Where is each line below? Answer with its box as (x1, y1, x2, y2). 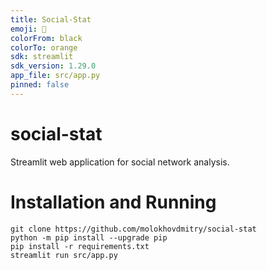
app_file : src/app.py (10, 71, 101, 81)
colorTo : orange (10, 42, 78, 53)
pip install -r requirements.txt (10, 241, 150, 251)
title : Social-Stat (10, 14, 92, 25)
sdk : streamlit (10, 52, 74, 62)
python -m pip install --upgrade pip (10, 232, 168, 243)
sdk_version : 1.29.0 (10, 61, 97, 71)
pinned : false (10, 80, 70, 90)
